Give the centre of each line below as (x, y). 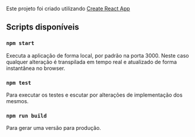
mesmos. (17, 101)
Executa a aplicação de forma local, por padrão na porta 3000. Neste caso (97, 55)
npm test (19, 83)
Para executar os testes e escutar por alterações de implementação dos (95, 95)
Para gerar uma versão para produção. (54, 128)
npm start (20, 43)
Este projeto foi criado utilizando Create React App (68, 9)
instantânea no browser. (36, 68)
